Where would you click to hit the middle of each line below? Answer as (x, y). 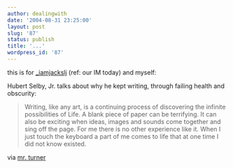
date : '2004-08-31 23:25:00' (50, 20)
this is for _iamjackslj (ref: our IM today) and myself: (82, 72)
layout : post (26, 26)
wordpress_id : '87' (36, 53)
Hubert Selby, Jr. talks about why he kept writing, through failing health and (116, 86)
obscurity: (22, 93)
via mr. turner (27, 157)
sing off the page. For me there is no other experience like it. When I (122, 129)
